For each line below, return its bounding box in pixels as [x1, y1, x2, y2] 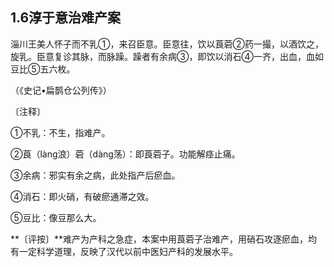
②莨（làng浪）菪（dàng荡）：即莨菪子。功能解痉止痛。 [10, 148, 241, 160]
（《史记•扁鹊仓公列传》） [10, 84, 112, 96]
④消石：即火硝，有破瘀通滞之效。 [10, 190, 155, 202]
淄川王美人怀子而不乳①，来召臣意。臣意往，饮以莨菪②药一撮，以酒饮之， [10, 38, 324, 50]
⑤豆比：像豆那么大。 [10, 211, 102, 223]
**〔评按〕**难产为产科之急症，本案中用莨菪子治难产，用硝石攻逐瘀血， [10, 233, 309, 245]
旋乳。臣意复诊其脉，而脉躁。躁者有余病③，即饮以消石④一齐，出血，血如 [10, 50, 324, 62]
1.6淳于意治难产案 [10, 9, 122, 27]
